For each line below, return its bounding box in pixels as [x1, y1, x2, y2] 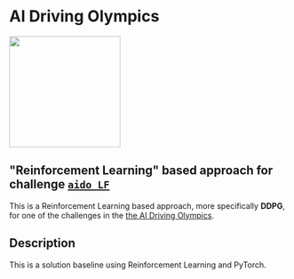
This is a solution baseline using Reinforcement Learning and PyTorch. [9, 259, 266, 270]
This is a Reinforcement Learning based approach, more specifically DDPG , [9, 200, 286, 211]
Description [9, 235, 75, 251]
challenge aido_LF [9, 177, 110, 192]
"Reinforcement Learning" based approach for [9, 163, 274, 179]
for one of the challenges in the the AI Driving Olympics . [9, 210, 215, 220]
